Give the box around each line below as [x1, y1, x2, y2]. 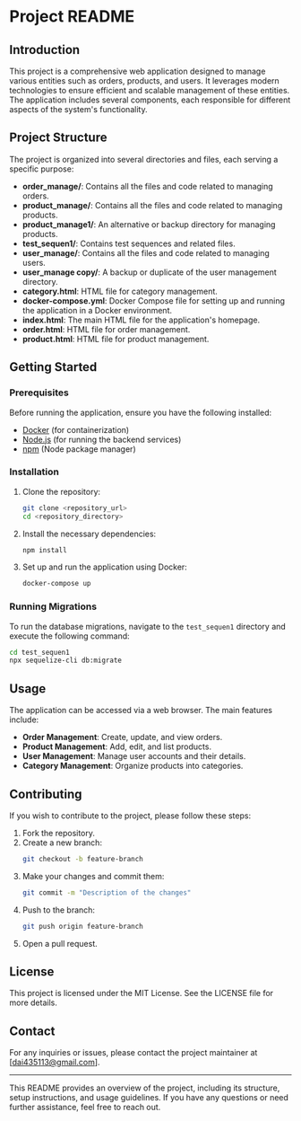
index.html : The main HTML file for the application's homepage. [21, 314, 261, 325]
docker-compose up [21, 579, 91, 588]
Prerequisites [9, 386, 69, 399]
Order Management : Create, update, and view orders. [21, 732, 223, 743]
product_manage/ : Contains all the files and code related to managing [21, 199, 283, 210]
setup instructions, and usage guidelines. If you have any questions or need [9, 1092, 289, 1103]
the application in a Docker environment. [21, 305, 173, 315]
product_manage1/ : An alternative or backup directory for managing [21, 218, 276, 230]
